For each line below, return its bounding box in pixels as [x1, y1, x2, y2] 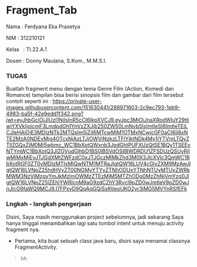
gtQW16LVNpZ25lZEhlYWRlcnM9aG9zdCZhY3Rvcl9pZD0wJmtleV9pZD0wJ [6, 179, 189, 186]
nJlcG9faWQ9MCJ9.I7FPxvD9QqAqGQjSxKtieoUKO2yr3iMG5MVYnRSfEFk [6, 185, 188, 192]
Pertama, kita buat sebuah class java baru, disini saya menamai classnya [14, 237, 191, 244]
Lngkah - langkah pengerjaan [6, 200, 92, 208]
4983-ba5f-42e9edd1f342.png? [6, 110, 84, 118]
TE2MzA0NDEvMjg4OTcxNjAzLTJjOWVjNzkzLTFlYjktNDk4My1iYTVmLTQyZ [6, 135, 189, 142]
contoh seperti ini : [6, 98, 52, 105]
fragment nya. [6, 226, 40, 233]
